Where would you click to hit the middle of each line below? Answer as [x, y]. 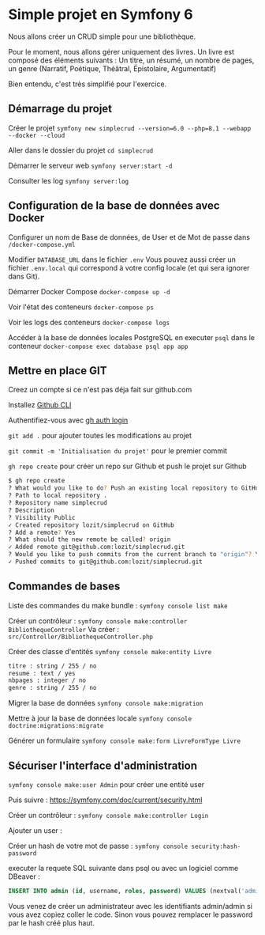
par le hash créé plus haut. [51, 922]
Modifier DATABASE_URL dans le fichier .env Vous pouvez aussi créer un [122, 259]
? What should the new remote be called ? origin [90, 539]
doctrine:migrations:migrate [56, 726]
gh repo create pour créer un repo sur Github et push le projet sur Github [127, 466]
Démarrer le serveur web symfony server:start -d [90, 165]
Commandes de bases [64, 587]
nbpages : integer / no [47, 681]
